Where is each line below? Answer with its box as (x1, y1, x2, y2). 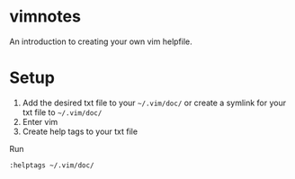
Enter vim (22, 116, 58, 127)
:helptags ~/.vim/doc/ (9, 160, 94, 170)
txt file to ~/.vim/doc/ (22, 106, 103, 118)
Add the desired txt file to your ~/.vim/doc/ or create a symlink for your (22, 97, 286, 108)
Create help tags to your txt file (22, 126, 138, 137)
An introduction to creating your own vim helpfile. (9, 36, 193, 47)
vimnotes (9, 6, 81, 27)
